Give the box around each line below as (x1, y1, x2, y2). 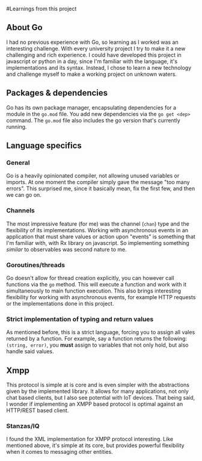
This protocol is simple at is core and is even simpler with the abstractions (6, 382, 189, 389)
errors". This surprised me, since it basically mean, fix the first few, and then (6, 185, 195, 192)
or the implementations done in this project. (6, 300, 114, 307)
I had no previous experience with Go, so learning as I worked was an (6, 39, 179, 46)
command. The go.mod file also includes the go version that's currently (6, 117, 180, 124)
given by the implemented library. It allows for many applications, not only (6, 388, 189, 395)
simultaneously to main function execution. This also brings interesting (6, 287, 182, 294)
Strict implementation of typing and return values (6, 315, 154, 323)
